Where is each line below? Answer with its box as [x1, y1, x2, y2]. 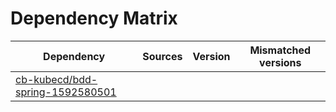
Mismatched [249, 43, 312, 57]
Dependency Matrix [10, 7, 178, 30]
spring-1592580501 [15, 85, 117, 99]
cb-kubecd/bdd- [15, 72, 98, 86]
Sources [142, 49, 183, 63]
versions [259, 55, 302, 69]
